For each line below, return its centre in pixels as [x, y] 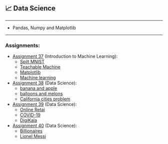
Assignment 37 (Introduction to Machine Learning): [65, 56]
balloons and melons [41, 94]
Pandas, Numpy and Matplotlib [44, 28]
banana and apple [38, 88]
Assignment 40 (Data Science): [44, 126]
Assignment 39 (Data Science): [44, 104]
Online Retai [32, 110]
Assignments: [22, 45]
